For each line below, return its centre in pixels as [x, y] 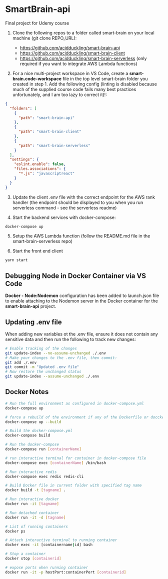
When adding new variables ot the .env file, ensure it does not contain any [82, 334]
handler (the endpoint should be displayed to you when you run [78, 202]
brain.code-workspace [37, 78]
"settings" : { [24, 159]
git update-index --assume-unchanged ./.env [52, 376]
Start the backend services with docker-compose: [64, 217]
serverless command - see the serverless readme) [64, 207]
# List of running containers [37, 526]
